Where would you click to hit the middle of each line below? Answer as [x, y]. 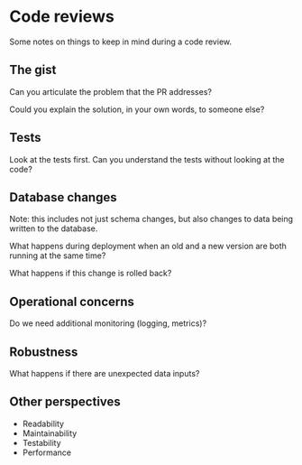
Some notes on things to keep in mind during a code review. [121, 42]
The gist [33, 70]
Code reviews [62, 17]
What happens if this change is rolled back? [91, 274]
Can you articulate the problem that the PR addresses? [110, 91]
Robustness [44, 352]
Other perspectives [65, 402]
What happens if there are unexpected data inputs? [105, 373]
